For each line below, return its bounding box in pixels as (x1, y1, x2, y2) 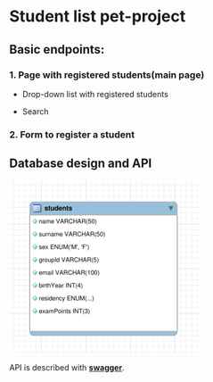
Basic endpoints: (9, 42, 105, 57)
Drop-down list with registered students (21, 88, 169, 99)
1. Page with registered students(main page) (9, 69, 205, 81)
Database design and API (9, 156, 152, 171)
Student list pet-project (9, 6, 186, 27)
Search (21, 105, 49, 117)
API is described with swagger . (9, 361, 125, 372)
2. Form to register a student (9, 128, 135, 140)
